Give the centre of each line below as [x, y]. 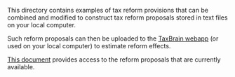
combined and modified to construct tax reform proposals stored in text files [117, 17]
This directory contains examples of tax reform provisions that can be [108, 10]
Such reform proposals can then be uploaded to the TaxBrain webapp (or [113, 38]
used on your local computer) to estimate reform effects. [89, 46]
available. [21, 67]
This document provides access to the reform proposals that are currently [114, 59]
